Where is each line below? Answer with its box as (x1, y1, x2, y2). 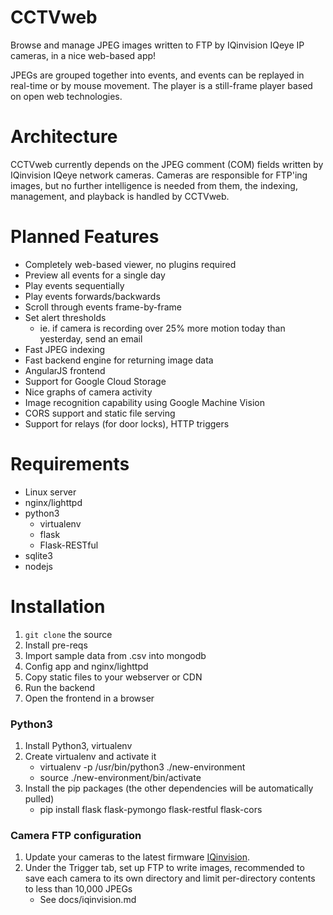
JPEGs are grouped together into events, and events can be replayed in (10, 69, 305, 81)
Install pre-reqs (24, 639, 88, 651)
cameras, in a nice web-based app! (10, 49, 157, 61)
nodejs (24, 560, 53, 572)
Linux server (24, 486, 77, 498)
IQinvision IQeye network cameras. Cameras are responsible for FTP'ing (10, 169, 308, 181)
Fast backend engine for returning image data (24, 354, 214, 366)
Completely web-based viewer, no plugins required (24, 258, 237, 270)
